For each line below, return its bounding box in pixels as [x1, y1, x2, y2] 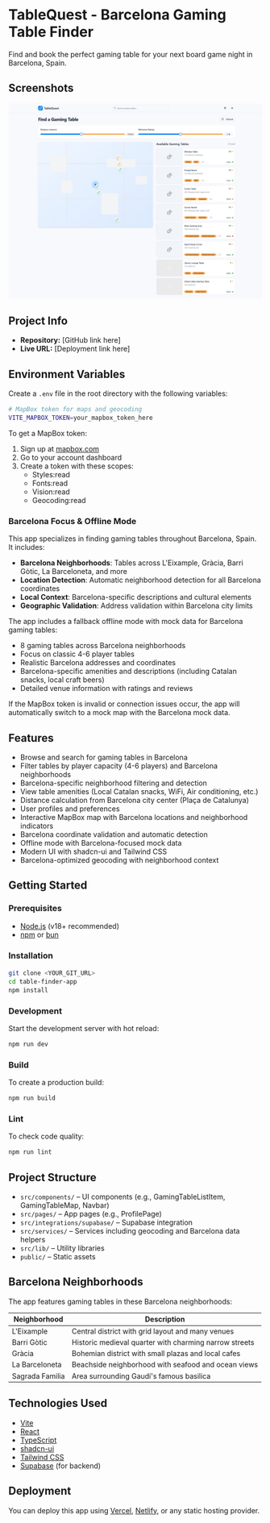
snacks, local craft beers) [19, 675, 105, 685]
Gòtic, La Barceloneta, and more [19, 567, 127, 576]
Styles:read [31, 469, 71, 479]
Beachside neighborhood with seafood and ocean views [71, 1360, 259, 1370]
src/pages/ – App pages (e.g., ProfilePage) [19, 1209, 163, 1219]
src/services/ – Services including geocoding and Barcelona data [19, 1226, 240, 1236]
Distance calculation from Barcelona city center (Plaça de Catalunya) [19, 796, 250, 805]
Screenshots [8, 81, 74, 95]
